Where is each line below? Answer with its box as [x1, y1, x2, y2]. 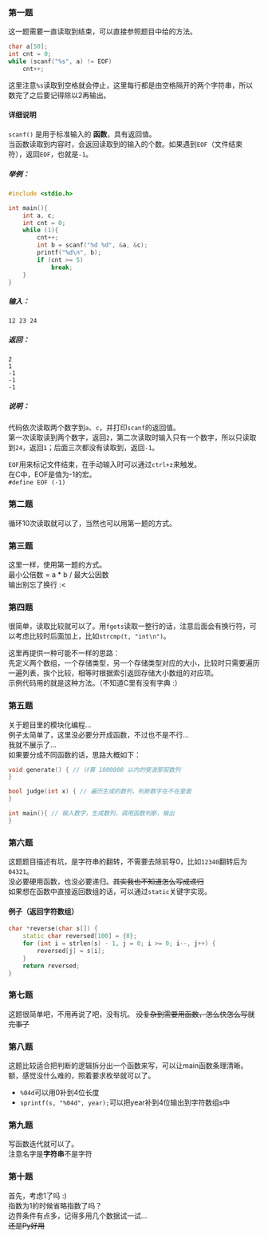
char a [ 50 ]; [8, 42, 48, 51]
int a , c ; [22, 212, 56, 220]
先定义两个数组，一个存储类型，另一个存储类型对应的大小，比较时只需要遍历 [8, 659, 260, 668]
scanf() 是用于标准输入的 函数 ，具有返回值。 [8, 129, 156, 139]
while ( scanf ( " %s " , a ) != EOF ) [8, 57, 112, 65]
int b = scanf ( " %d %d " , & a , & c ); [37, 241, 148, 249]
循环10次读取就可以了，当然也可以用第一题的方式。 [8, 518, 177, 528]
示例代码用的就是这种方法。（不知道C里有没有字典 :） [8, 678, 182, 688]
